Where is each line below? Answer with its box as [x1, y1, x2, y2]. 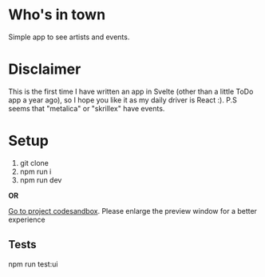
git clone [19, 158, 49, 167]
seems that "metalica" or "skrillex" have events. [8, 103, 165, 113]
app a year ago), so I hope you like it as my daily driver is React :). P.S [8, 94, 237, 105]
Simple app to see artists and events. [8, 32, 130, 42]
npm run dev [19, 175, 62, 185]
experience [8, 215, 45, 224]
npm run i [19, 167, 52, 176]
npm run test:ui [8, 259, 58, 269]
